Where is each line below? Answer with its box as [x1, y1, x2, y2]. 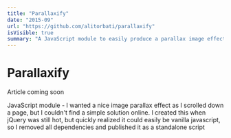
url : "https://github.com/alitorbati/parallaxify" [7, 23, 155, 30]
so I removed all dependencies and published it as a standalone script [7, 123, 205, 131]
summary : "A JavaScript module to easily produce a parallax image [7, 36, 205, 43]
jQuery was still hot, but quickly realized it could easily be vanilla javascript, [7, 116, 221, 124]
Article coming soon [7, 88, 64, 96]
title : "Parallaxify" [7, 10, 69, 17]
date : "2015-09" [7, 16, 54, 23]
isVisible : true [7, 29, 54, 36]
